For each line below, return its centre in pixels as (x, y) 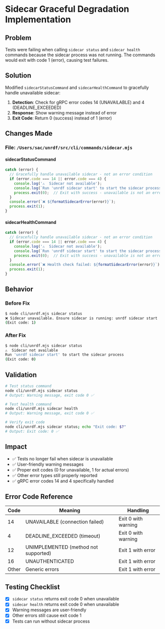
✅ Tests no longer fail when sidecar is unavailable (63, 459)
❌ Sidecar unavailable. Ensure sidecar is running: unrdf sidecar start (81, 318)
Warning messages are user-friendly (49, 610)
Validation (21, 375)
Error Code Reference (39, 497)
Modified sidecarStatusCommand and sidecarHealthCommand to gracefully (77, 87)
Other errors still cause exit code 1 (47, 616)
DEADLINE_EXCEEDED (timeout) (63, 536)
